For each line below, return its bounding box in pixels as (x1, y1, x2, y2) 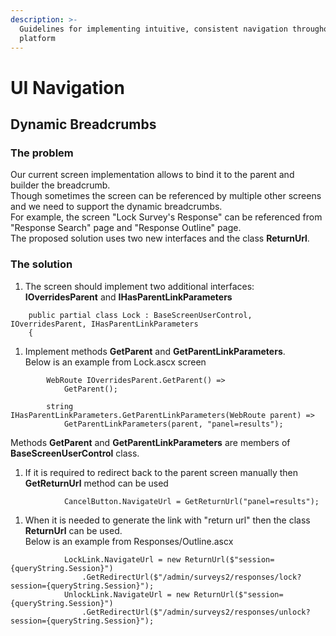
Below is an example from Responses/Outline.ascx (24, 535, 234, 547)
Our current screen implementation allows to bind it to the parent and (10, 169, 295, 181)
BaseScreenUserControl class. (10, 447, 140, 459)
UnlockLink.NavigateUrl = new (63, 589, 190, 600)
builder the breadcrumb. (10, 179, 111, 191)
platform (19, 33, 56, 43)
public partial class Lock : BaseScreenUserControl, (28, 310, 253, 320)
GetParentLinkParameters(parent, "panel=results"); (63, 419, 284, 429)
